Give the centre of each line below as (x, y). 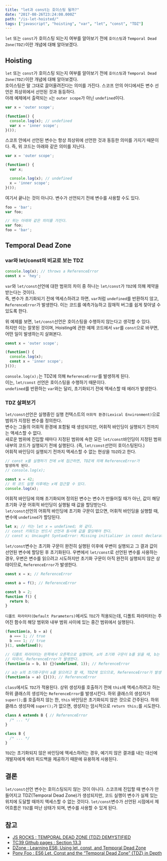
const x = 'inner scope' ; (37, 361)
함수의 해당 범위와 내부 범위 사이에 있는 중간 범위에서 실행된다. (75, 622)
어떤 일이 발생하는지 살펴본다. (34, 334)
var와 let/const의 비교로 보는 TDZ (44, 260)
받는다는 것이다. (21, 292)
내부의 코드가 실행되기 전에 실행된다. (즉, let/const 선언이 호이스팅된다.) (75, 446)
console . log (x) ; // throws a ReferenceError (52, 271)
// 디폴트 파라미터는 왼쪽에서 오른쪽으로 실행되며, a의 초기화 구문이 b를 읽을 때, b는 (83, 654)
